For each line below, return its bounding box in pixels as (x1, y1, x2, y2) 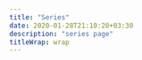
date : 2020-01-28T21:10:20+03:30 (9, 21, 134, 30)
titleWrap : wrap (9, 37, 70, 47)
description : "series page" (9, 29, 114, 38)
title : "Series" (9, 12, 70, 22)
